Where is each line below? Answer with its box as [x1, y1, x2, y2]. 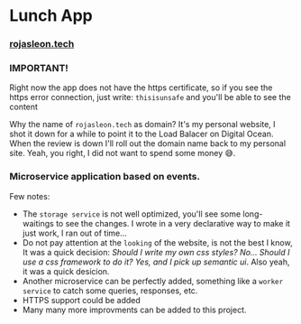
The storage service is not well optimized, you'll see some [22, 208, 242, 219]
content [9, 101, 39, 113]
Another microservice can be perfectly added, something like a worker [22, 275, 284, 286]
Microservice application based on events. [9, 171, 201, 183]
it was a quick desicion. [22, 265, 110, 276]
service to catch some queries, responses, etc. [22, 285, 198, 296]
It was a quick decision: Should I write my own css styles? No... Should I [22, 246, 290, 257]
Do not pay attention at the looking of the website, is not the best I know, [22, 236, 293, 248]
